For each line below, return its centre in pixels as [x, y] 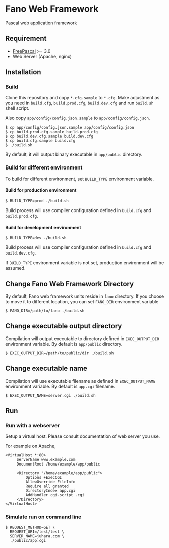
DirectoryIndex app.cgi [50, 491]
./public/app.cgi [28, 540]
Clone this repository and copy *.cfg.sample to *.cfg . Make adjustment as [82, 98]
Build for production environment [41, 190]
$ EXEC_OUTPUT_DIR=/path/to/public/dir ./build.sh [60, 353]
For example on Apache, [31, 446]
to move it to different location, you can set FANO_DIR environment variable [82, 301]
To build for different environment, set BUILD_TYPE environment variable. [80, 179]
